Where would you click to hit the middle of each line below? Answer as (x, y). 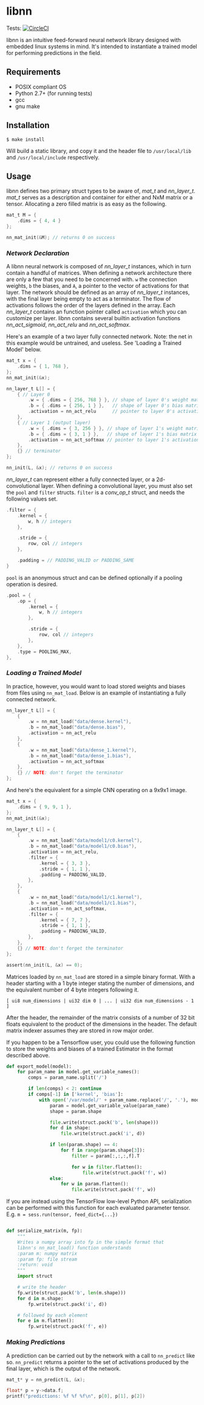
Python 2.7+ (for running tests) (54, 93)
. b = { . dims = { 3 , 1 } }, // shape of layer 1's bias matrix (113, 434)
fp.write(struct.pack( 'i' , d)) (68, 1304)
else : (56, 1178)
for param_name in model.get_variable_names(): (78, 1072)
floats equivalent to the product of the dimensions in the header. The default (102, 1024)
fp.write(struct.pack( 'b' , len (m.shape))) (72, 1293)
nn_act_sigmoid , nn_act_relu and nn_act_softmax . (69, 325)
